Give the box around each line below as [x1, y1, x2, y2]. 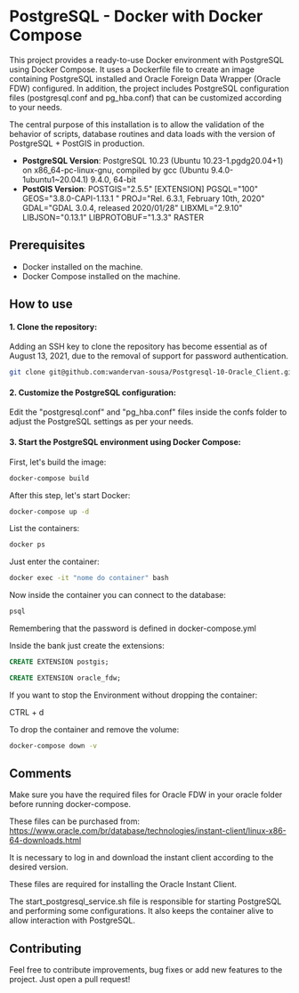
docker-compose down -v [9, 741, 98, 750]
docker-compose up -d [9, 507, 90, 516]
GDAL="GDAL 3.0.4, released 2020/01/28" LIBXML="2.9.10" [21, 202, 243, 213]
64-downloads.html [9, 835, 82, 846]
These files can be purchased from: [9, 816, 141, 827]
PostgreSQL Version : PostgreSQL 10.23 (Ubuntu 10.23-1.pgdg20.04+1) [21, 155, 284, 165]
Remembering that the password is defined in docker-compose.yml [9, 623, 256, 634]
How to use [9, 296, 73, 312]
